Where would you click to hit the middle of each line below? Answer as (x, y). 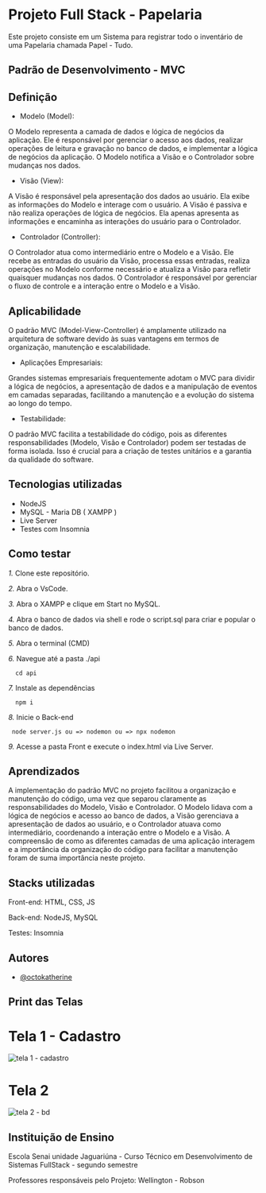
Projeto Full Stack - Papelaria (105, 15)
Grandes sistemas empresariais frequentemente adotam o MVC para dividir (132, 378)
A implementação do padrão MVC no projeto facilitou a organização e (122, 790)
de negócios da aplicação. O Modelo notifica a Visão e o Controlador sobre (131, 157)
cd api (26, 673)
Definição (33, 97)
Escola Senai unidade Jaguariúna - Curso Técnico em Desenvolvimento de (130, 1156)
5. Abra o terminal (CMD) (49, 643)
